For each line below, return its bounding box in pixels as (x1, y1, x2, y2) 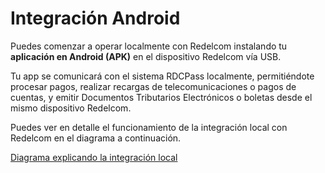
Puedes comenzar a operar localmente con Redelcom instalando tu (10, 40, 288, 52)
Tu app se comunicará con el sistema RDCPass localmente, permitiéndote (10, 70, 315, 82)
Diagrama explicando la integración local (10, 151, 178, 163)
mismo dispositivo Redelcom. (10, 102, 132, 114)
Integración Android (10, 7, 181, 30)
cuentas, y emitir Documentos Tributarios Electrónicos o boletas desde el (10, 91, 313, 103)
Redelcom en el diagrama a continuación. (10, 132, 182, 144)
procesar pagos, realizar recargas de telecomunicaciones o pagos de (10, 80, 297, 92)
